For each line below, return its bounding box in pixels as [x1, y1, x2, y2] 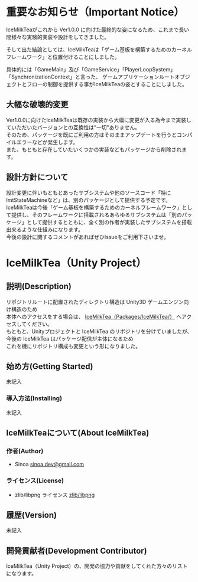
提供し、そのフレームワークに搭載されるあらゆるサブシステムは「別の [11, 211, 182, 218]
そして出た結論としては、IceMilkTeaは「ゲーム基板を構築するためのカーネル [6, 45, 192, 53]
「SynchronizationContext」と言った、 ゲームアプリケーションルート [6, 73, 175, 80]
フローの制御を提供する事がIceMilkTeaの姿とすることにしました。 [26, 80, 187, 87]
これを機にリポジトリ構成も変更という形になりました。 [6, 342, 141, 349]
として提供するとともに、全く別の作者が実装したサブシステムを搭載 [26, 218, 192, 225]
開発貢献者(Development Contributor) [6, 545, 147, 555]
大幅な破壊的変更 [6, 100, 69, 110]
